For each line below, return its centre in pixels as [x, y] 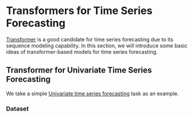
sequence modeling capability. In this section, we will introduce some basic [97, 46]
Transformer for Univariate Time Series [79, 70]
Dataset [18, 108]
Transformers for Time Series [80, 11]
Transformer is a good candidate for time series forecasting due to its [90, 39]
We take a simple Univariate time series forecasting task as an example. [93, 93]
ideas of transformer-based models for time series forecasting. [82, 51]
